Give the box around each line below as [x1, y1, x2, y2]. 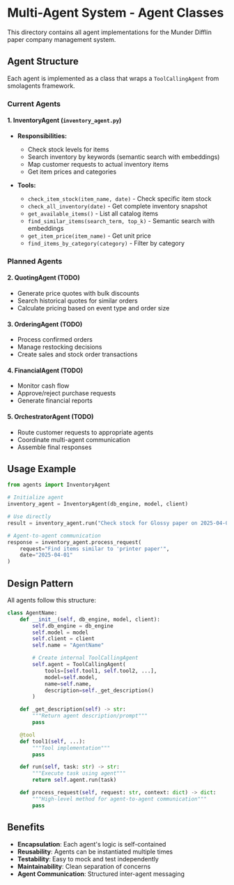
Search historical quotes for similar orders [17, 296, 138, 305]
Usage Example [7, 463, 77, 475]
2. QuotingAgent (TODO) [7, 273, 80, 282]
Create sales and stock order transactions [17, 350, 138, 358]
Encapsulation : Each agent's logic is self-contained [17, 840, 166, 848]
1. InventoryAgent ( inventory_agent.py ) [7, 116, 122, 125]
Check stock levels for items [27, 145, 109, 153]
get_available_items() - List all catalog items [27, 209, 159, 218]
